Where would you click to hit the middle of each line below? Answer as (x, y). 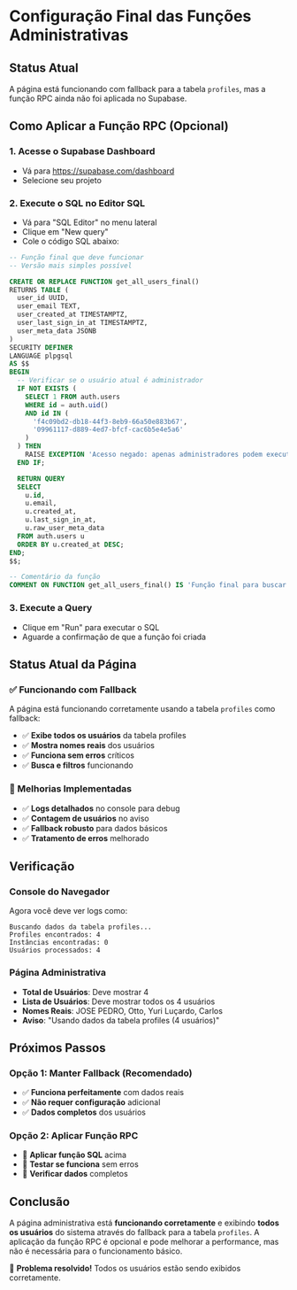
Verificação (42, 866)
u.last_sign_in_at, (61, 520)
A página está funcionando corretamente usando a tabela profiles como (142, 709)
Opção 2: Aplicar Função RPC (74, 1136)
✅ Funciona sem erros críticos (78, 755)
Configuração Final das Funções (130, 16)
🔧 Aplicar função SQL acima (74, 1155)
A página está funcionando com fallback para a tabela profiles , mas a (137, 89)
